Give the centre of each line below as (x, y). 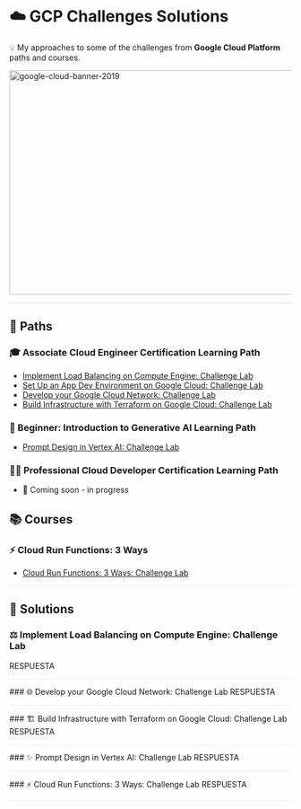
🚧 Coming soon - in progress (75, 490)
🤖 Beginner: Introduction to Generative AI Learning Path (133, 427)
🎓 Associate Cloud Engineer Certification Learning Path (135, 353)
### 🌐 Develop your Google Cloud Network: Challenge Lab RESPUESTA (142, 691)
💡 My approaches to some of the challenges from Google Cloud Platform (145, 47)
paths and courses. (45, 57)
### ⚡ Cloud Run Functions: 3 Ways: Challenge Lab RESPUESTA (128, 784)
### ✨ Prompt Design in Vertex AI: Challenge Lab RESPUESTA (125, 757)
